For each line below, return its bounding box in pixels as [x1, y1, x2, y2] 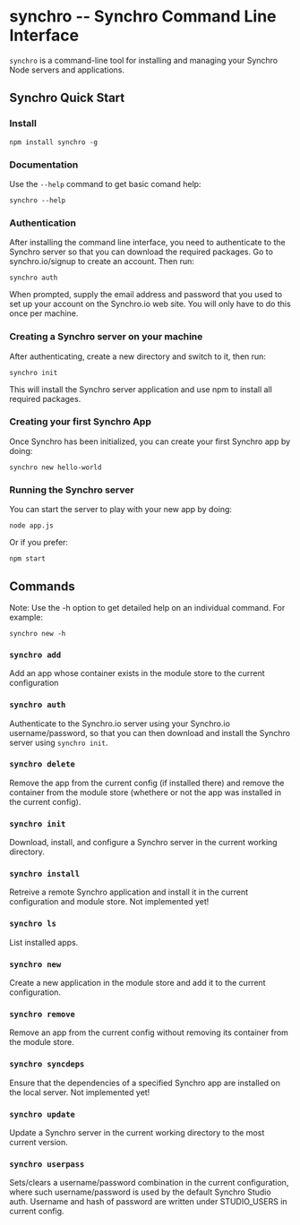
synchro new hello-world [9, 463, 102, 472]
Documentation [9, 158, 79, 171]
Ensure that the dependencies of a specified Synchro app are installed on [9, 1077, 280, 1088]
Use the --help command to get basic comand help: [9, 178, 201, 189]
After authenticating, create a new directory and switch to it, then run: [9, 351, 267, 362]
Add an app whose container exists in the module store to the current [9, 668, 266, 679]
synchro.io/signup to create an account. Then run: [9, 256, 195, 267]
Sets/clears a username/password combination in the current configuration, [9, 1178, 289, 1188]
